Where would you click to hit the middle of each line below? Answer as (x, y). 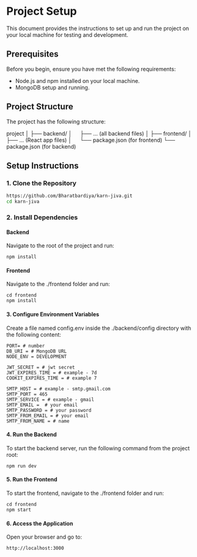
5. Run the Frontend (32, 480)
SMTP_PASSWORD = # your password (49, 410)
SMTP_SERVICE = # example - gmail (50, 399)
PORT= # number (26, 346)
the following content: (34, 334)
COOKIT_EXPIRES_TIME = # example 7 (52, 378)
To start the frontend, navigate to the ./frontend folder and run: (85, 493)
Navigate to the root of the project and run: (60, 246)
